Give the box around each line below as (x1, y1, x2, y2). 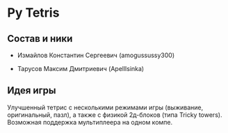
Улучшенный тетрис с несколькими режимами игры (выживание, (7, 103, 204, 111)
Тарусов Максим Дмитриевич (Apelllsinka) (17, 65, 145, 72)
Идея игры (7, 85, 56, 97)
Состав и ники (7, 33, 73, 45)
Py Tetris (7, 5, 60, 21)
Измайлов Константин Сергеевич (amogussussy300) (17, 51, 175, 59)
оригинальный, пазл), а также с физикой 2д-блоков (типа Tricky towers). (7, 110, 222, 119)
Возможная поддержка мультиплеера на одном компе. (7, 118, 172, 126)
